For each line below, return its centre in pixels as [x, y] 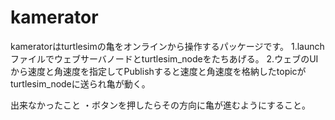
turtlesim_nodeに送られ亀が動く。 [80, 83]
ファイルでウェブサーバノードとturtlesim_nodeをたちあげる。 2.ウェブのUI [164, 58]
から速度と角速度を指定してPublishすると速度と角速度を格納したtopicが [158, 71]
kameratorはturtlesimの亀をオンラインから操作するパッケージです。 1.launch [167, 46]
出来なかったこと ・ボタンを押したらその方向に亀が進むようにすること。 [161, 105]
